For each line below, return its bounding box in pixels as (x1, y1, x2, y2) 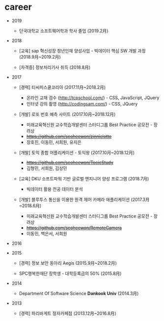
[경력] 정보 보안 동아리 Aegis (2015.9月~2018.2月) (19, 260, 117, 266)
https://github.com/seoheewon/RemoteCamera (26, 225, 122, 231)
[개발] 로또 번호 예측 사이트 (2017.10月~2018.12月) (19, 111, 116, 117)
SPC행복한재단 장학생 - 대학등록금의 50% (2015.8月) (19, 270, 122, 276)
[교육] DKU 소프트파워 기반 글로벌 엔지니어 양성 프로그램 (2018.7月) (19, 176, 149, 182)
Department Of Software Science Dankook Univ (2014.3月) (19, 290, 139, 296)
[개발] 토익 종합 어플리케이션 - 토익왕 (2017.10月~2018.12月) (19, 149, 135, 156)
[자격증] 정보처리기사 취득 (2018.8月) (19, 64, 91, 70)
